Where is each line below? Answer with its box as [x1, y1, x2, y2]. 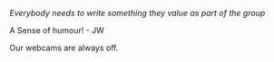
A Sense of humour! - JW [9, 25, 104, 35]
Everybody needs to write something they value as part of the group [9, 8, 266, 18]
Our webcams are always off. [9, 42, 119, 53]
